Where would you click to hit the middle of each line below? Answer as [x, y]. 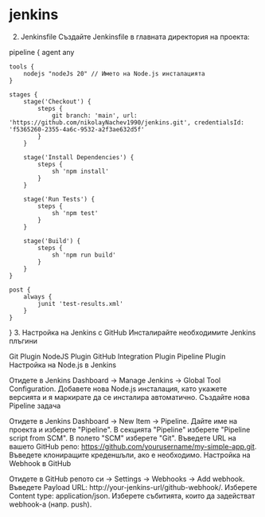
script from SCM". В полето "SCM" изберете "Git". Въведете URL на [123, 438]
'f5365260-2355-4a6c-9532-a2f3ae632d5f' [77, 129]
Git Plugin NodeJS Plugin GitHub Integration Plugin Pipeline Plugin [117, 356]
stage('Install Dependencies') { [79, 157]
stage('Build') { [52, 241]
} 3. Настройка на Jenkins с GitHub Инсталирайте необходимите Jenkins [132, 332]
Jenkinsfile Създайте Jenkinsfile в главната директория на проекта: [135, 37]
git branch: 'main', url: [94, 116]
